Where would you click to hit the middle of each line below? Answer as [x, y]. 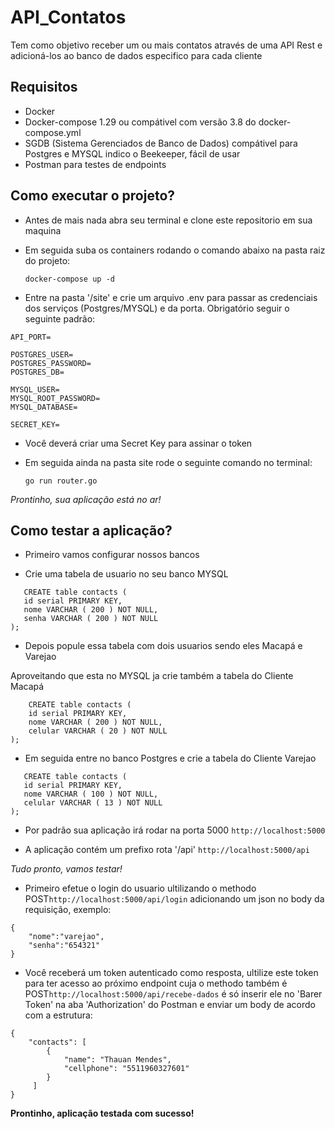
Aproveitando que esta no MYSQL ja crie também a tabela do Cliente [152, 676]
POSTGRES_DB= [37, 372]
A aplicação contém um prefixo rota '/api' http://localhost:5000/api [167, 850]
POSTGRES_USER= [42, 354]
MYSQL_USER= [35, 389]
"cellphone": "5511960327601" [126, 1069]
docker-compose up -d [69, 279]
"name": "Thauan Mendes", [117, 1060]
